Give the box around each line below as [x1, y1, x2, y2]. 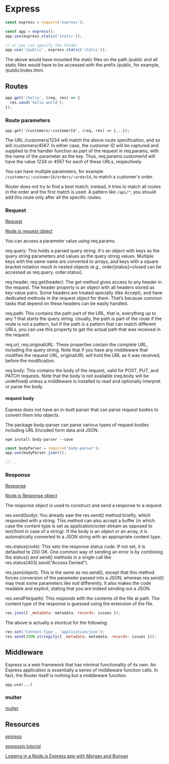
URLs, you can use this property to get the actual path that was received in [5, 327, 161, 333]
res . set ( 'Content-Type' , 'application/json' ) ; [5, 630, 105, 635]
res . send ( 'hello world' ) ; [10, 100, 65, 105]
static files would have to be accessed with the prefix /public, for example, [5, 62, 160, 68]
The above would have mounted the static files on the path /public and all [5, 57, 158, 63]
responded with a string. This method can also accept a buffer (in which [5, 518, 155, 524]
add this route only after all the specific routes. [5, 194, 102, 200]
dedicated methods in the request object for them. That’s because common [5, 295, 162, 301]
